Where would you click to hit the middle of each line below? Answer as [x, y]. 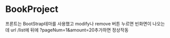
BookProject [32, 9]
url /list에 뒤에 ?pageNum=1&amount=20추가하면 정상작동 [69, 30]
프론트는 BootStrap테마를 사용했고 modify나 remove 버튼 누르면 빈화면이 [78, 23]
